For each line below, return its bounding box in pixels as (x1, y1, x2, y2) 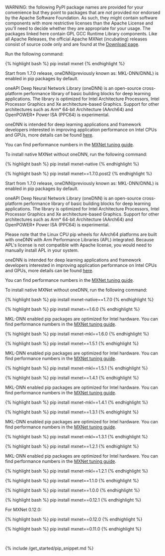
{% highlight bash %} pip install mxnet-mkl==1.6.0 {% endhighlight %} (5, 331, 149, 337)
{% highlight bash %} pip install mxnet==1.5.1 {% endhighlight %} (5, 341, 139, 346)
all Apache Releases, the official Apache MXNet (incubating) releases (5, 36, 148, 42)
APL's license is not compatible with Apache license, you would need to (5, 242, 152, 248)
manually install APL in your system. (5, 247, 79, 253)
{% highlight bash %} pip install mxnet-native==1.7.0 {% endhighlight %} (5, 297, 154, 302)
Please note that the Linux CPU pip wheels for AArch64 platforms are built (5, 231, 158, 237)
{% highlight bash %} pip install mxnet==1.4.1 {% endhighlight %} (5, 375, 139, 380)
